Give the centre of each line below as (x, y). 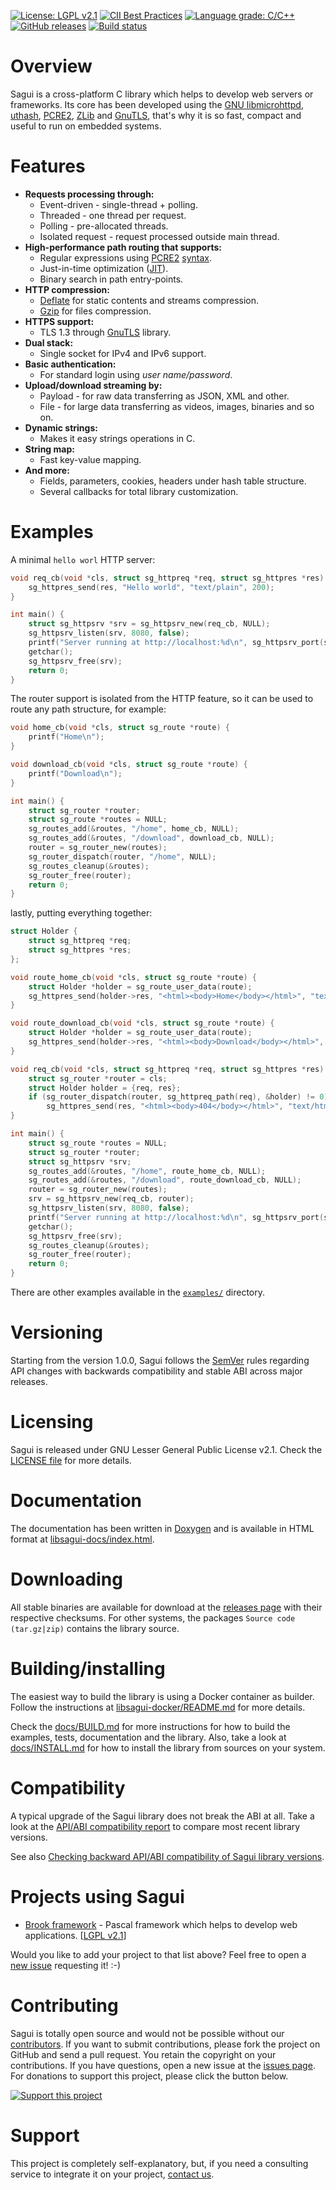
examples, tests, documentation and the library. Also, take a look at (148, 1737)
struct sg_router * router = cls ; (98, 1078)
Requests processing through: (89, 194)
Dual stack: (49, 342)
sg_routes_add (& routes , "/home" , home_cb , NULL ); (134, 829)
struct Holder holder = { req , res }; (105, 1088)
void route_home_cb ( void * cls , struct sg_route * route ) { (133, 977)
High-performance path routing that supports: (123, 247)
